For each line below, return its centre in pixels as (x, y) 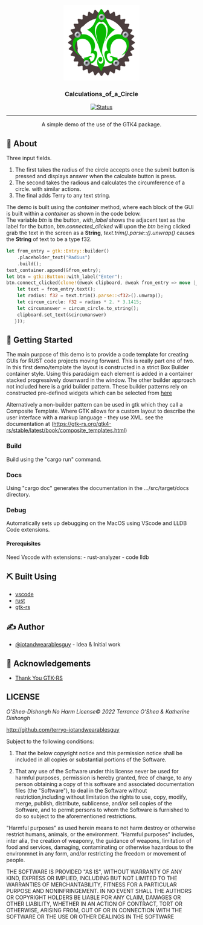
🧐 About (22, 143)
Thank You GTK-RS (39, 678)
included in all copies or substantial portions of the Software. (91, 759)
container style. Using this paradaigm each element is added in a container (100, 374)
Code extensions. (28, 530)
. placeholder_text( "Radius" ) (54, 257)
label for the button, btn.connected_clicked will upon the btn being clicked (98, 227)
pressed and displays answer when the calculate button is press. (96, 176)
